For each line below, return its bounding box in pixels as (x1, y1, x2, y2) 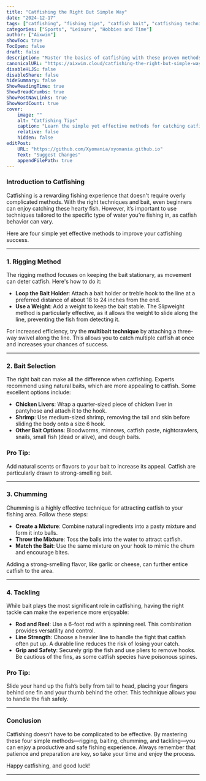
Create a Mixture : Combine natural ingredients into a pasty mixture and (15, 523, 196, 530)
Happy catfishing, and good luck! (6, 762, 90, 769)
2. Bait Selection (6, 362, 56, 370)
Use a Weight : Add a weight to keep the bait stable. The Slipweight (15, 302, 185, 310)
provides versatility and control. (15, 627, 96, 634)
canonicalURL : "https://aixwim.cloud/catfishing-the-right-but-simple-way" (6, 60, 204, 66)
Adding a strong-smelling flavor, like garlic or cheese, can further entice (6, 560, 188, 568)
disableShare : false (6, 72, 59, 78)
